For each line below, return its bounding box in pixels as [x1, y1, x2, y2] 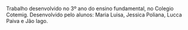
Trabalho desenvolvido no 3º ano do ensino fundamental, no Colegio [6, 5, 174, 12]
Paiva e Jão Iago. [6, 18, 48, 24]
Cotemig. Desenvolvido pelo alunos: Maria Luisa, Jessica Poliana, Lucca [6, 11, 182, 18]
